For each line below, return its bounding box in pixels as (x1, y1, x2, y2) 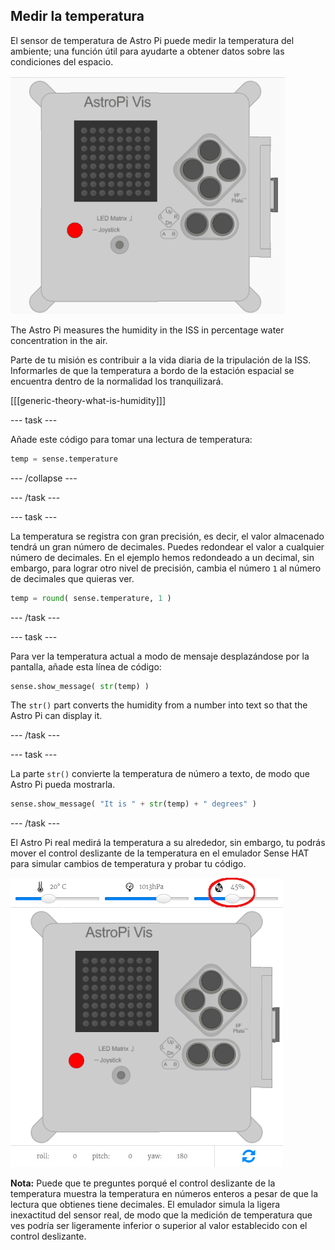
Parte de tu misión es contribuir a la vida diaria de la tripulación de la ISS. (10, 354, 312, 366)
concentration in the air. (10, 334, 108, 346)
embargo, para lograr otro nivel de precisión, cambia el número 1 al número (10, 562, 322, 574)
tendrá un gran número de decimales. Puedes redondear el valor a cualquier (10, 540, 325, 553)
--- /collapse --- (10, 472, 78, 484)
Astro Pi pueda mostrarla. (10, 779, 116, 791)
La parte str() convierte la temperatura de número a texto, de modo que (10, 768, 310, 780)
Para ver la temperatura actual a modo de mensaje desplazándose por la (10, 650, 310, 662)
